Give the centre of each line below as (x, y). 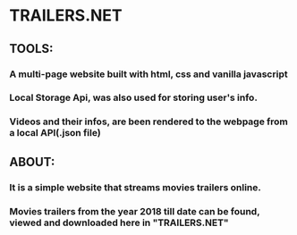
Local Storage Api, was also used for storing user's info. (133, 97)
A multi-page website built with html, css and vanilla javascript (148, 74)
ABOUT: (32, 162)
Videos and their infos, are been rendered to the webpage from (149, 122)
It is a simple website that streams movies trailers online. (135, 187)
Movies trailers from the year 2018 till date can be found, (135, 211)
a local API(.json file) (55, 133)
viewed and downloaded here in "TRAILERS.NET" (119, 222)
